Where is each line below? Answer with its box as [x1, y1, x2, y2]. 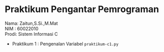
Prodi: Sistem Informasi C [5, 31, 58, 37]
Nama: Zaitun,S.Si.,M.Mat [5, 20, 58, 26]
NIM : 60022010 [5, 25, 39, 31]
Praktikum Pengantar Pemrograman [5, 4, 159, 15]
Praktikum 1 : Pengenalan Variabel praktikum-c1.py [12, 40, 119, 46]
